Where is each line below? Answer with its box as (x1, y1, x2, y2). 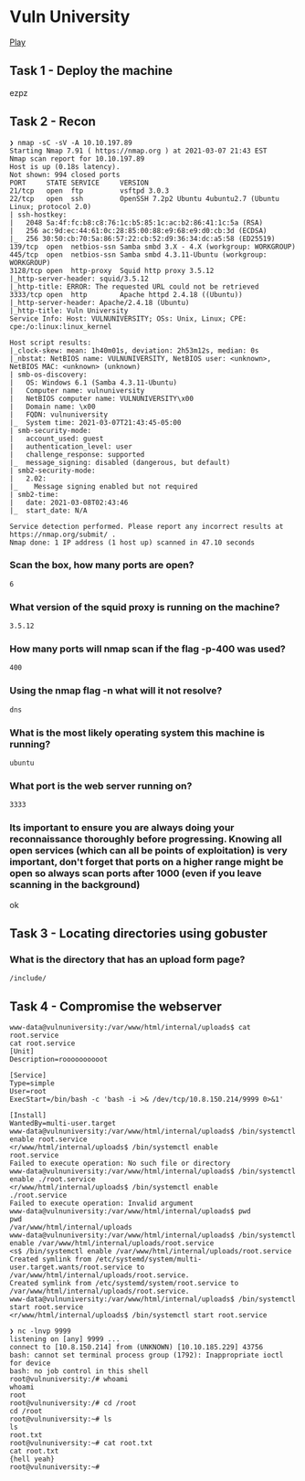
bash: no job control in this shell (9, 1367, 149, 1376)
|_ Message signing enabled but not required (9, 481, 198, 491)
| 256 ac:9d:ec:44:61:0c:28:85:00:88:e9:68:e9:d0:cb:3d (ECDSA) (9, 226, 268, 235)
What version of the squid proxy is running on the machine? (9, 600, 280, 613)
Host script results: (9, 338, 92, 347)
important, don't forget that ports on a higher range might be (9, 856, 284, 869)
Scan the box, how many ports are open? (9, 559, 195, 572)
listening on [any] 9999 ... (9, 1335, 121, 1344)
